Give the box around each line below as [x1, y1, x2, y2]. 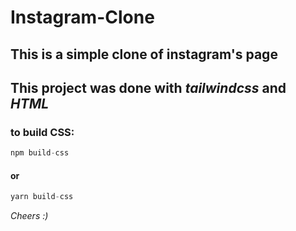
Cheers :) [10, 210, 49, 222]
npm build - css [10, 148, 70, 158]
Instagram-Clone [10, 6, 155, 29]
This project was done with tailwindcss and [10, 79, 287, 96]
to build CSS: [10, 125, 75, 139]
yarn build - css [10, 192, 74, 202]
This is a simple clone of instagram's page [10, 46, 278, 63]
